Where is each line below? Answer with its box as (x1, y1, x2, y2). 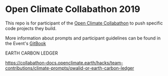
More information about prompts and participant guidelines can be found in (5, 35, 161, 41)
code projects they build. (5, 25, 57, 31)
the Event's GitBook (5, 40, 46, 46)
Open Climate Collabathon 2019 (5, 3, 140, 15)
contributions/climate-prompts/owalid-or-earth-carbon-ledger (5, 65, 134, 71)
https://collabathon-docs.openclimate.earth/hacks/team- (5, 59, 123, 65)
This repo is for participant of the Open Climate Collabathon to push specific (5, 20, 163, 26)
